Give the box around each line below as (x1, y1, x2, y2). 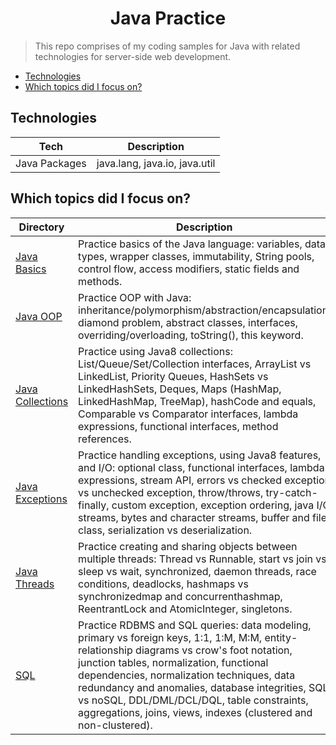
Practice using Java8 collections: (78, 344, 233, 358)
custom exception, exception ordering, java (111, 498, 315, 512)
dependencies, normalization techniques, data (78, 668, 296, 682)
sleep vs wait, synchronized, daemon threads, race (78, 564, 317, 578)
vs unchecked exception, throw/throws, (78, 485, 264, 499)
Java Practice (109, 7, 227, 30)
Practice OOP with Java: (78, 290, 192, 304)
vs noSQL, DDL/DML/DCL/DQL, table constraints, (78, 693, 309, 707)
